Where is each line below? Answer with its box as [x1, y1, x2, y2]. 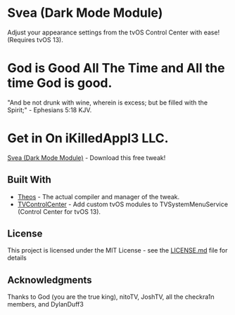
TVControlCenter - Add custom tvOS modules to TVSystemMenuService [17, 200, 229, 208]
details [7, 254, 27, 262]
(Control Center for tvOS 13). [17, 207, 101, 215]
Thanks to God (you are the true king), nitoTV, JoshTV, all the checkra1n [7, 293, 215, 301]
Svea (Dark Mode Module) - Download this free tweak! [7, 153, 166, 162]
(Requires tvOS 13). [7, 35, 63, 43]
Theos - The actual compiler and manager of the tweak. [17, 192, 180, 201]
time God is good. [7, 75, 113, 91]
